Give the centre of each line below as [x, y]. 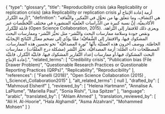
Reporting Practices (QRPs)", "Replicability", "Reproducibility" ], [70, 70]
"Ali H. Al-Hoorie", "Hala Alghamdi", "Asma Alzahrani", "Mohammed [74, 101]
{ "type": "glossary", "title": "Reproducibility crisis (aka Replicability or [77, 7]
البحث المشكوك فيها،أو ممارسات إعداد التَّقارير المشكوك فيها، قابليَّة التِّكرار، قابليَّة [80, 54]
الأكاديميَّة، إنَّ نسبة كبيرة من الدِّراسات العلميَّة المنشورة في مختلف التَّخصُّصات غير [80, 23]
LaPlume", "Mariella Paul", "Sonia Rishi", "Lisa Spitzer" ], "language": [75, 91]
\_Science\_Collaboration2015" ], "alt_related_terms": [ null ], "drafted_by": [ [82, 80]
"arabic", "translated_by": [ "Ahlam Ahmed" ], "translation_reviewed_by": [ [81, 96]
